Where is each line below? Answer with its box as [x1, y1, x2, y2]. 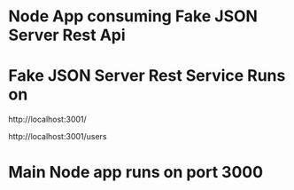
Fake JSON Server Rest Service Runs [8, 66, 286, 86]
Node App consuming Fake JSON [8, 6, 259, 27]
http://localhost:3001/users [8, 131, 107, 142]
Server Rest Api [8, 25, 126, 45]
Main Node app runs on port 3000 [8, 162, 263, 183]
